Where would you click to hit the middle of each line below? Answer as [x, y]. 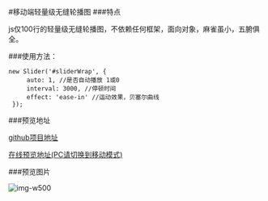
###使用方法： [33, 56]
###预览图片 [30, 172]
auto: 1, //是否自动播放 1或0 [73, 80]
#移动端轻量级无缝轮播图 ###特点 [65, 12]
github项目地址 [33, 137]
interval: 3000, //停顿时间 [71, 89]
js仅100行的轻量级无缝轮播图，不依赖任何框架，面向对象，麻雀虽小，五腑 [131, 29]
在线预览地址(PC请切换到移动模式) [66, 155]
